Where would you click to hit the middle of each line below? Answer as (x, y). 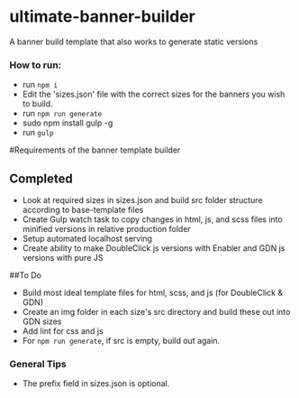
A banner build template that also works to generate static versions (134, 42)
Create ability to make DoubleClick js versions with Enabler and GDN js (154, 248)
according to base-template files (83, 210)
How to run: (36, 65)
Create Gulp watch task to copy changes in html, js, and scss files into (153, 219)
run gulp (38, 133)
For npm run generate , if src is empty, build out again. (121, 341)
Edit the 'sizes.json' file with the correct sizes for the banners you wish (154, 94)
